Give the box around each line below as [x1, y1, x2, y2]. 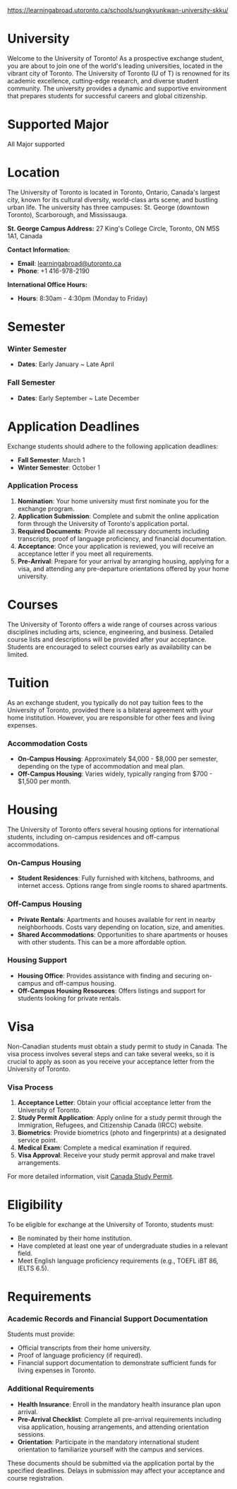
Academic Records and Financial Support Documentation [7, 1314, 208, 1324]
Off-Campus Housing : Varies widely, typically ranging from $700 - [17, 770, 213, 778]
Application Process [7, 481, 79, 491]
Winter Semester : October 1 [17, 463, 100, 472]
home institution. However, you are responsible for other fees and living [7, 713, 215, 722]
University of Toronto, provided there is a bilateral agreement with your [7, 706, 214, 714]
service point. [17, 1136, 58, 1145]
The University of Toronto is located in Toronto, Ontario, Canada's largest [7, 187, 221, 197]
